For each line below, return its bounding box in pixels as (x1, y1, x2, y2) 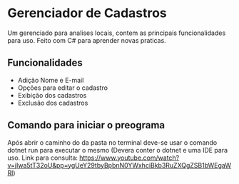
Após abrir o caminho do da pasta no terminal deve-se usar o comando (7, 138, 218, 147)
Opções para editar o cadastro (17, 83, 108, 92)
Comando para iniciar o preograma (7, 119, 166, 131)
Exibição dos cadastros (17, 91, 87, 99)
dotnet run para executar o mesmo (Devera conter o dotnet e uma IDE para (7, 145, 228, 154)
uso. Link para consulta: (7, 153, 78, 162)
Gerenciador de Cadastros (7, 5, 168, 21)
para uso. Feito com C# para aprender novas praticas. (7, 36, 166, 44)
